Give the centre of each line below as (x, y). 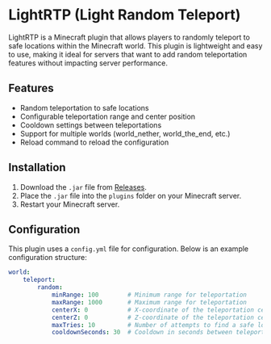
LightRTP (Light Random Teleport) (125, 15)
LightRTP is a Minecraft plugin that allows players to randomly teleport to (129, 37)
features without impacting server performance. (88, 63)
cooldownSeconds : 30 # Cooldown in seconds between (142, 333)
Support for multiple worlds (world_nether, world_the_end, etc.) (125, 133)
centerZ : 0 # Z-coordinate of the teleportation (152, 317)
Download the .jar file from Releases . (83, 187)
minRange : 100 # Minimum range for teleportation (149, 295)
